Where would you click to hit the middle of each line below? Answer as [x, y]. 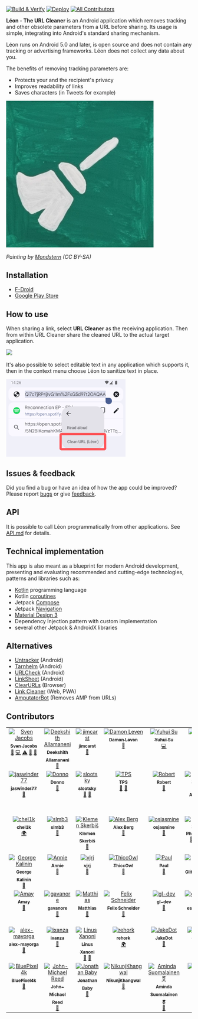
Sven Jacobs [24, 746]
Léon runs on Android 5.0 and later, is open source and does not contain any [99, 45]
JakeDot [164, 938]
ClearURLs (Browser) [40, 685]
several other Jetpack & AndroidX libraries [66, 627]
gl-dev [164, 902]
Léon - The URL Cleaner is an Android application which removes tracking [96, 20]
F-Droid [24, 289]
